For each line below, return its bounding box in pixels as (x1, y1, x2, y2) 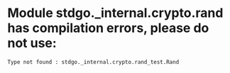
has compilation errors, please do (7, 20, 209, 36)
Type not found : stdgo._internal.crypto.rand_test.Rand (7, 58, 180, 65)
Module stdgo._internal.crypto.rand (7, 5, 224, 21)
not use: (7, 35, 57, 51)
